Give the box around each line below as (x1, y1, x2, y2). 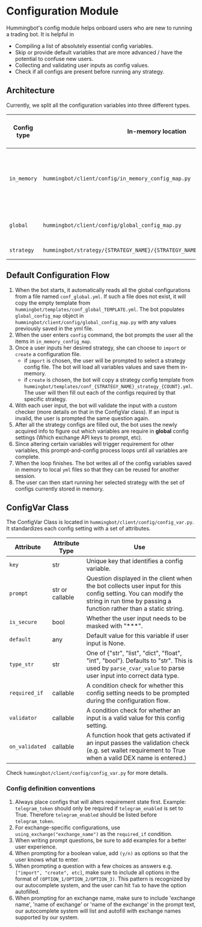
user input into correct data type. (86, 672, 179, 680)
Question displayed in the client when (86, 575, 192, 583)
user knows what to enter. (14, 856, 80, 863)
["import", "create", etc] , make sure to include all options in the (14, 868, 180, 876)
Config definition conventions (6, 785, 96, 793)
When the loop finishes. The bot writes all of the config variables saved (14, 459, 192, 467)
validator (9, 715, 37, 722)
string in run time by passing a (86, 597, 172, 605)
